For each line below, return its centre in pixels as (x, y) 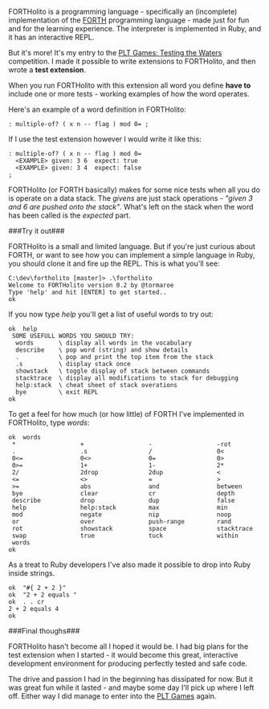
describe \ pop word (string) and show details (102, 350)
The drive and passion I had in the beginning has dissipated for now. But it (131, 679)
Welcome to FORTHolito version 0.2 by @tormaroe (91, 285)
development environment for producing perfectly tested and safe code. (128, 663)
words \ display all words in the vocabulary (104, 343)
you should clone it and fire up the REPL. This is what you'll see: (114, 263)
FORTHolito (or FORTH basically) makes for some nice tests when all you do (134, 189)
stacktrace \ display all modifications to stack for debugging (127, 378)
